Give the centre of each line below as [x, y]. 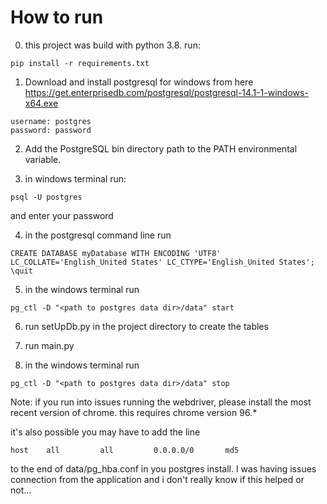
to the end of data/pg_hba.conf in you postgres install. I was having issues [163, 468]
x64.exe [41, 103]
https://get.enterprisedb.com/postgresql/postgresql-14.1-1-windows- [166, 92]
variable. [43, 159]
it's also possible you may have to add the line [105, 432]
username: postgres [51, 121]
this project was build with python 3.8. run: [112, 45]
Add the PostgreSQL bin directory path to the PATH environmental [161, 148]
